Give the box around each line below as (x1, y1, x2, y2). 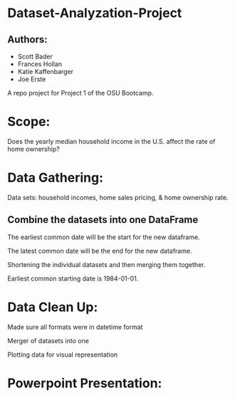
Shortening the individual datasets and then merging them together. (7, 260, 206, 268)
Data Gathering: (7, 169, 104, 186)
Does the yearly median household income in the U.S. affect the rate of (7, 137, 216, 145)
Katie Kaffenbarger (17, 68, 73, 75)
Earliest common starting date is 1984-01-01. (7, 274, 139, 283)
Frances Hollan (17, 60, 63, 68)
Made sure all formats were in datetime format (7, 323, 143, 331)
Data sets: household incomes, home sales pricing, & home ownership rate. (7, 193, 229, 201)
